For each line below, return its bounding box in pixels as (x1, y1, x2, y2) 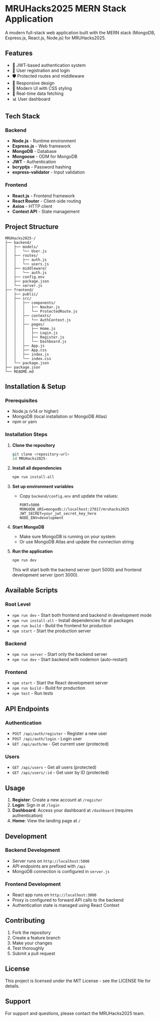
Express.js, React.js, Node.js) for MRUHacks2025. (5, 35, 106, 41)
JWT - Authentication (12, 159, 56, 165)
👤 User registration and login (12, 67, 70, 73)
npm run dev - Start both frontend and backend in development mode (12, 612, 152, 618)
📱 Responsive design (12, 80, 55, 86)
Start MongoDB (12, 524, 45, 530)
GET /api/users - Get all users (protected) (12, 764, 97, 770)
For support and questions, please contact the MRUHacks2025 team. (5, 1010, 145, 1016)
